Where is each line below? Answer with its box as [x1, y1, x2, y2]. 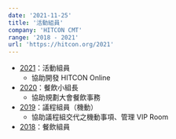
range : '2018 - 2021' [8, 33, 79, 42]
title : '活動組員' [8, 19, 64, 27]
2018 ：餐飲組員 [19, 123, 71, 132]
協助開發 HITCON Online [31, 73, 111, 82]
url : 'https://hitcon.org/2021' [8, 41, 114, 49]
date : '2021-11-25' [8, 11, 72, 20]
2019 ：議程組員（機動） [19, 103, 98, 112]
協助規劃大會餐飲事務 [31, 93, 101, 102]
